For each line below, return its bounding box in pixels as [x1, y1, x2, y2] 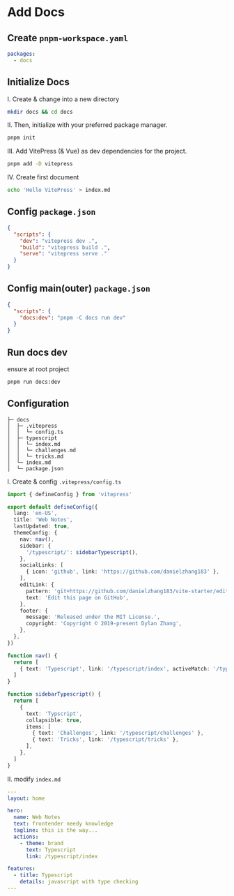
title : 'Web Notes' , [13, 516, 73, 523]
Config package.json [7, 206, 96, 218]
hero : [7, 807, 23, 814]
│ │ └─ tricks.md [7, 453, 64, 460]
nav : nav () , [19, 535, 54, 543]
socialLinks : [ [19, 562, 64, 569]
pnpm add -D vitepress [7, 160, 73, 167]
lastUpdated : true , [13, 523, 70, 530]
